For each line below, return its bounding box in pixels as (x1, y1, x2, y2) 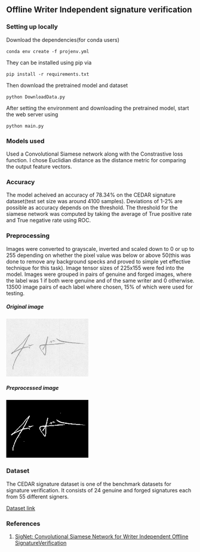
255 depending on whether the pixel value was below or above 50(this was (6, 252, 191, 259)
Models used (6, 137, 45, 145)
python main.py (6, 123, 44, 129)
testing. (6, 289, 25, 297)
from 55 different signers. (6, 493, 69, 500)
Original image (6, 303, 44, 311)
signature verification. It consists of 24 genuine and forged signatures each (6, 486, 192, 494)
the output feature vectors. (6, 163, 72, 170)
